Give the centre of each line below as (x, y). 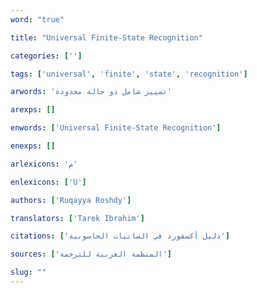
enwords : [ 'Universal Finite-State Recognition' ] (116, 128)
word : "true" (37, 19)
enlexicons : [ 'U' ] (48, 182)
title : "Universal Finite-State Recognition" (106, 37)
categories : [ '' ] (46, 56)
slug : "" (28, 272)
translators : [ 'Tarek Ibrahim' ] (77, 218)
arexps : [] (33, 110)
